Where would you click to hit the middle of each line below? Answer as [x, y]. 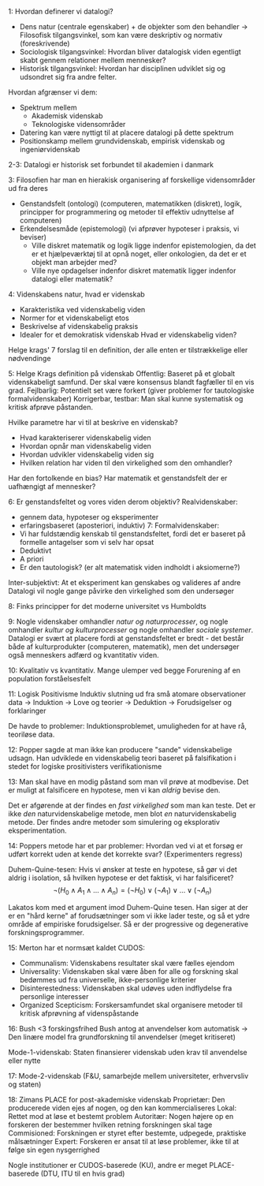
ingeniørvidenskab [50, 149]
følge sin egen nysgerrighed [54, 1150]
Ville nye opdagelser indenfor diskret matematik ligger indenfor [134, 270]
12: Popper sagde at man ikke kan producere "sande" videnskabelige [120, 750]
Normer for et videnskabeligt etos [74, 318]
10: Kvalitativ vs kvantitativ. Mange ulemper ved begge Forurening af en [125, 670]
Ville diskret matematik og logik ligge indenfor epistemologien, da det [143, 245]
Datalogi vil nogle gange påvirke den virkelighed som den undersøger [121, 591]
